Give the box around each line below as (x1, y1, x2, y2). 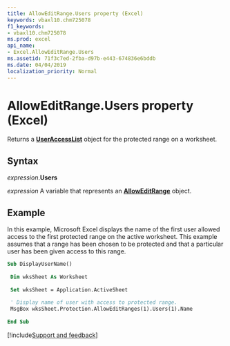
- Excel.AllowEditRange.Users (7, 49, 95, 56)
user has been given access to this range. (7, 247, 126, 256)
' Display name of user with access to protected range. (10, 299, 178, 306)
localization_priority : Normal (7, 68, 97, 75)
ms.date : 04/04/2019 (7, 61, 67, 68)
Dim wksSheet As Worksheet (10, 273, 88, 280)
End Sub (7, 318, 30, 325)
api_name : (7, 42, 36, 49)
